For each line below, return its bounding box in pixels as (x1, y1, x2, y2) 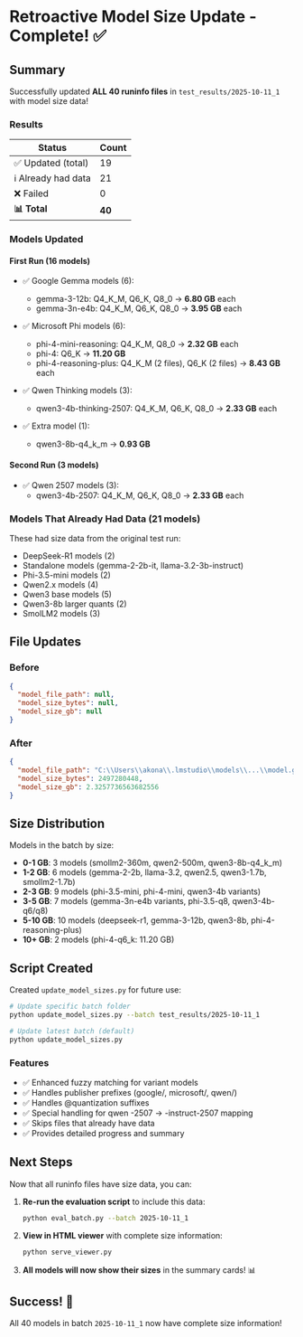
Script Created (9, 960, 94, 975)
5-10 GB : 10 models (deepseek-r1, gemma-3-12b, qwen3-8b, (22, 915, 250, 926)
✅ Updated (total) (14, 156, 89, 169)
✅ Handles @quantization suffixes (22, 1097, 150, 1108)
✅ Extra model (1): (22, 420, 90, 431)
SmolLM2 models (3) (22, 607, 101, 618)
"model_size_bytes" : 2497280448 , (17, 775, 143, 784)
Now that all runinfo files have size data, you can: (9, 1178, 192, 1190)
